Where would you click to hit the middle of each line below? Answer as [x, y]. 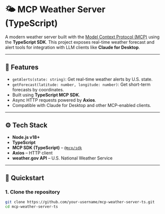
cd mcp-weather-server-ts [31, 207]
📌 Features [22, 67]
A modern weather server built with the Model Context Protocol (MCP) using [82, 37]
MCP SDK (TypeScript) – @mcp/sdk [47, 147]
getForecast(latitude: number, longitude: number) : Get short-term [81, 84]
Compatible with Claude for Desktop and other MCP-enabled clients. [82, 105]
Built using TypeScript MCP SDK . [46, 95]
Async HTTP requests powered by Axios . [54, 100]
